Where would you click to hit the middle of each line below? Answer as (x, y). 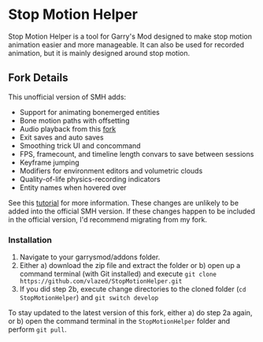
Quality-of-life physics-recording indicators (90, 179)
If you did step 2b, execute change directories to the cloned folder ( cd (133, 289)
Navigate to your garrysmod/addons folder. (90, 257)
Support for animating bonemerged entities (89, 112)
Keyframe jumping (50, 162)
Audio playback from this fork (68, 128)
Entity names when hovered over (73, 188)
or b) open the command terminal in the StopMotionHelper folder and (119, 322)
